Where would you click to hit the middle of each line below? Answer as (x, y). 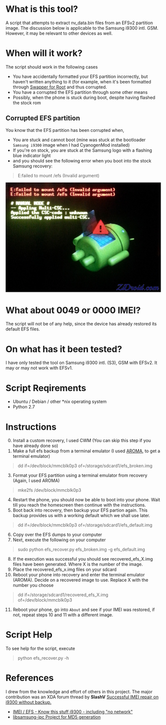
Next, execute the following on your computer (59, 540)
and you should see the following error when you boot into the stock (82, 161)
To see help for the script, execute (40, 648)
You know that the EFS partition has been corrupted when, (65, 130)
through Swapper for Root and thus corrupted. (60, 87)
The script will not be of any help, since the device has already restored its (81, 324)
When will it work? (44, 53)
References (30, 678)
